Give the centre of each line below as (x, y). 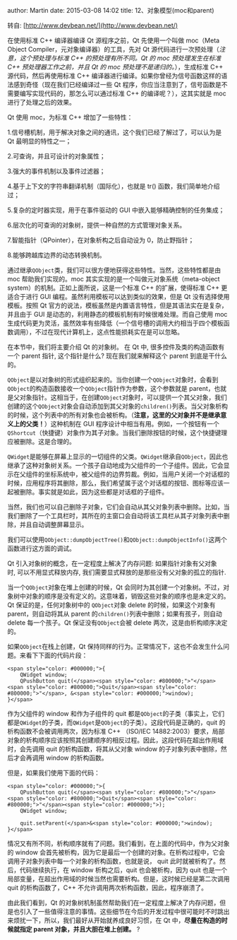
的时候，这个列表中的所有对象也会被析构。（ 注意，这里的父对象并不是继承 (114, 415)
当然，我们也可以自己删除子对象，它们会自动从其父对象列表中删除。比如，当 (119, 507)
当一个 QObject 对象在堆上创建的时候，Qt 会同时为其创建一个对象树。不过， (115, 587)
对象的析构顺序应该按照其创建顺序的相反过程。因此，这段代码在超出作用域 (115, 740)
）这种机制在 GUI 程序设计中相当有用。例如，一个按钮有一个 (132, 424)
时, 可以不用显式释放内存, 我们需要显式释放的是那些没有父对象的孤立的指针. (117, 572)
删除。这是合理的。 (47, 441)
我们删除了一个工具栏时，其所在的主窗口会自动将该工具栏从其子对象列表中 (115, 516)
